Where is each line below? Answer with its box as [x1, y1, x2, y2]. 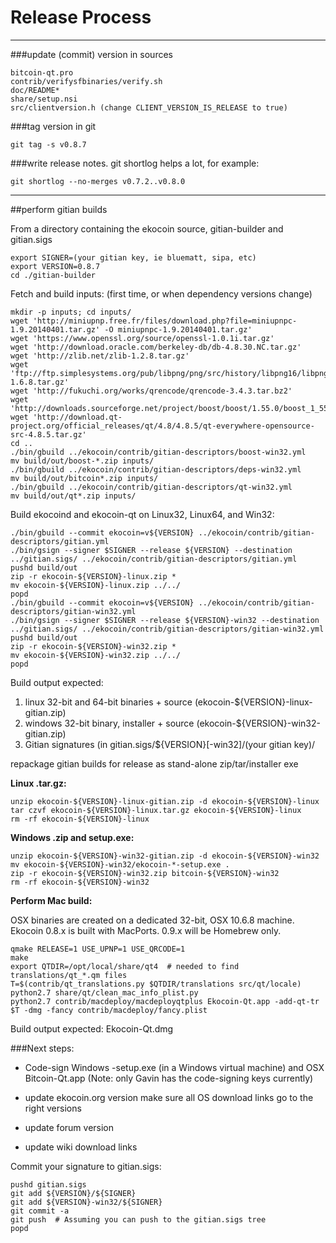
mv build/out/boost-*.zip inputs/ [10, 456, 155, 466]
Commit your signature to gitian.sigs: [10, 1160, 162, 1172]
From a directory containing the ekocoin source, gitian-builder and [10, 222, 284, 235]
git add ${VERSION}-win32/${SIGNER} [10, 1197, 163, 1207]
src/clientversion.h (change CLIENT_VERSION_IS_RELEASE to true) [10, 102, 288, 113]
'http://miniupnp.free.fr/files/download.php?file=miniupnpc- [32, 316, 298, 326]
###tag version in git [10, 120, 97, 132]
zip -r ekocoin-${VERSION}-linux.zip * [10, 571, 177, 581]
